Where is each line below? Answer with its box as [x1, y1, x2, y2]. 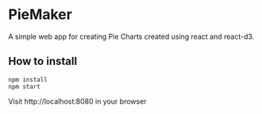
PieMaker [8, 6, 73, 24]
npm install [8, 75, 48, 84]
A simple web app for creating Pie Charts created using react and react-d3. [8, 32, 255, 41]
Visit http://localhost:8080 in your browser [8, 97, 147, 106]
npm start [8, 82, 41, 90]
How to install [8, 55, 78, 68]
